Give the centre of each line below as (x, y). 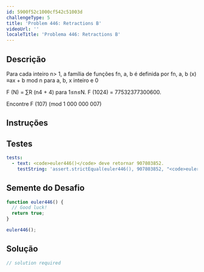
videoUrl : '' (23, 29)
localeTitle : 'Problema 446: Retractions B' (63, 35)
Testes (19, 144)
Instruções (27, 123)
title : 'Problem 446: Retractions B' (54, 23)
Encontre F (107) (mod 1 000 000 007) (54, 103)
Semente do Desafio (46, 188)
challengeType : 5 (28, 18)
